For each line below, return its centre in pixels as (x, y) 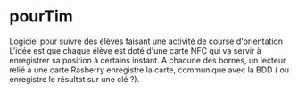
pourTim (41, 17)
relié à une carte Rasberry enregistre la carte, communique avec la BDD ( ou (149, 70)
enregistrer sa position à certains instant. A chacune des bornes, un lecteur (148, 60)
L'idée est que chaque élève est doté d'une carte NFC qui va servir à (135, 50)
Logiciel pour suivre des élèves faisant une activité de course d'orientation (146, 41)
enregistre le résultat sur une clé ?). (74, 79)
